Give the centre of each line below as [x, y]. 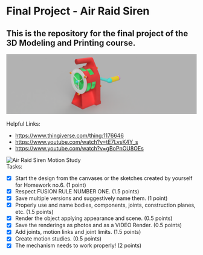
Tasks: [14, 166]
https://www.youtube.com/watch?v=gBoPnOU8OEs [79, 148]
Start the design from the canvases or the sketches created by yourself [104, 178]
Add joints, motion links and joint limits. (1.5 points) [78, 232]
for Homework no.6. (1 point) [50, 185]
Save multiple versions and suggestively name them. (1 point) [91, 198]
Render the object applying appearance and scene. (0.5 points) [94, 218]
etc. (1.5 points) [34, 212]
